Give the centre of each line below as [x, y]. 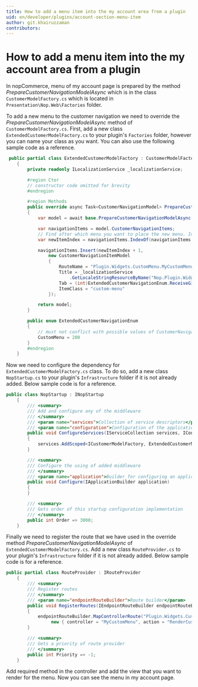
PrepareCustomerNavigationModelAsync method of [69, 123]
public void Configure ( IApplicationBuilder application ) [98, 482]
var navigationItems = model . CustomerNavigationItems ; [106, 229]
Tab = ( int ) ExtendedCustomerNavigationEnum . [114, 283]
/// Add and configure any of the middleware [84, 411]
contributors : [24, 28]
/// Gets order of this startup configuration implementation [105, 509]
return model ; [55, 305]
